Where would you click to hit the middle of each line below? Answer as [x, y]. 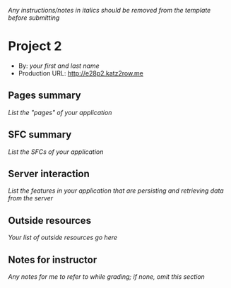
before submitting [34, 18]
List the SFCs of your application [56, 152]
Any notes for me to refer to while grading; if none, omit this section [107, 277]
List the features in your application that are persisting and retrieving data [116, 191]
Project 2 [35, 46]
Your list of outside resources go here [63, 238]
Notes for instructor [53, 259]
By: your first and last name [59, 66]
